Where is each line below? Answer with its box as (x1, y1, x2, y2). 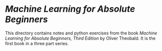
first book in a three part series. (5, 40, 69, 46)
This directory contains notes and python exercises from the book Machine (5, 30, 158, 36)
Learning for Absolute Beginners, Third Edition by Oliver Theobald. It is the (5, 35, 156, 41)
